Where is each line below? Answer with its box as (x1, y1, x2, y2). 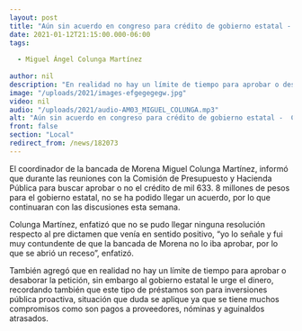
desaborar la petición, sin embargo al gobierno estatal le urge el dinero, (9, 274, 274, 285)
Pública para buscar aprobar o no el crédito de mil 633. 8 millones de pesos (9, 182, 290, 193)
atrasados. (9, 312, 49, 324)
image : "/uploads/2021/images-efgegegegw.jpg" (9, 88, 187, 97)
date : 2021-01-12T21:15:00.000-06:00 (9, 30, 151, 39)
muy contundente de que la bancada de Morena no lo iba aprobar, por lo (9, 237, 279, 248)
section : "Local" (9, 130, 75, 139)
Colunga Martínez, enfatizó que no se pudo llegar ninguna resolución (9, 219, 265, 229)
